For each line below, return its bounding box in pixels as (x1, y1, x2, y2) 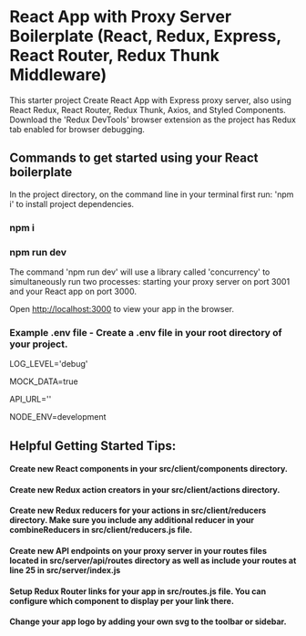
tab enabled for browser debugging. (9, 123, 146, 134)
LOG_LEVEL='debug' (9, 359, 88, 370)
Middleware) (9, 65, 107, 86)
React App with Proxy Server (9, 6, 232, 27)
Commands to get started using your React (9, 151, 259, 166)
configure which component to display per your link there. (9, 595, 235, 606)
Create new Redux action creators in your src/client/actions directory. (9, 484, 280, 495)
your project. (9, 338, 68, 350)
